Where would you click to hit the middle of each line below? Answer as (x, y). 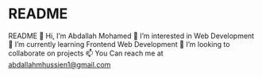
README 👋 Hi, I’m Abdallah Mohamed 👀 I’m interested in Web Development (131, 36)
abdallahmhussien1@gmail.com (60, 64)
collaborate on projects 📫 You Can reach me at (86, 53)
